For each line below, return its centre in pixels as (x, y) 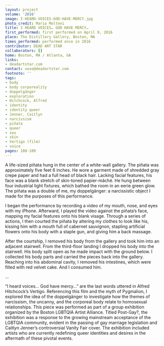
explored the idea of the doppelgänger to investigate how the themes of (78, 297)
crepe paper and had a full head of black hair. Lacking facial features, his (79, 175)
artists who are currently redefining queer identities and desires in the (75, 333)
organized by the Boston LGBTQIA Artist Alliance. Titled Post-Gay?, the (76, 312)
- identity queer (23, 110)
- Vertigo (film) (23, 142)
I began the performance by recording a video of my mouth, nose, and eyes (82, 205)
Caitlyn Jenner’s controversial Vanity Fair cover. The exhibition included (77, 328)
